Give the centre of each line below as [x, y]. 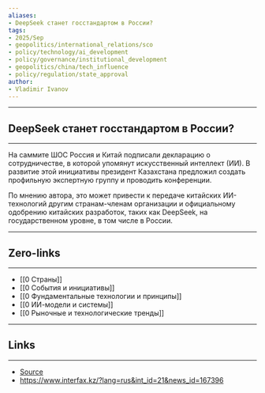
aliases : [22, 15]
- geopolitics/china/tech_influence [68, 67]
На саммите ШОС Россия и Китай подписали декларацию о [109, 155]
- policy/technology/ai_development [68, 52]
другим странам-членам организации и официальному [142, 204]
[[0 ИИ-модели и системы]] [66, 304]
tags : [17, 30]
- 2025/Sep [26, 38]
